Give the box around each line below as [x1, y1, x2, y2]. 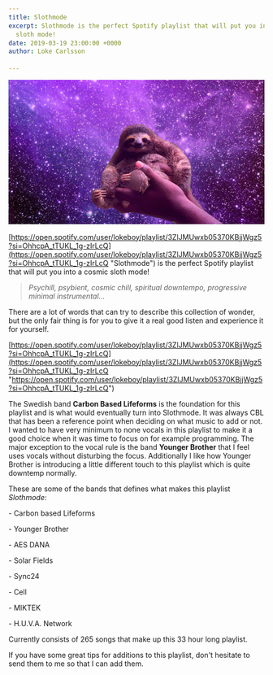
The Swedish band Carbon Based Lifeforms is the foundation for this [8, 398, 241, 408]
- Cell [8, 586, 27, 597]
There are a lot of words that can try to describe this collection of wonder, [8, 307, 256, 316]
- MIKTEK [8, 603, 41, 612]
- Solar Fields [8, 555, 54, 565]
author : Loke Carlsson [8, 47, 85, 56]
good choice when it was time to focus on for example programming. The [8, 433, 254, 443]
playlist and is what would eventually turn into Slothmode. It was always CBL [8, 407, 264, 417]
